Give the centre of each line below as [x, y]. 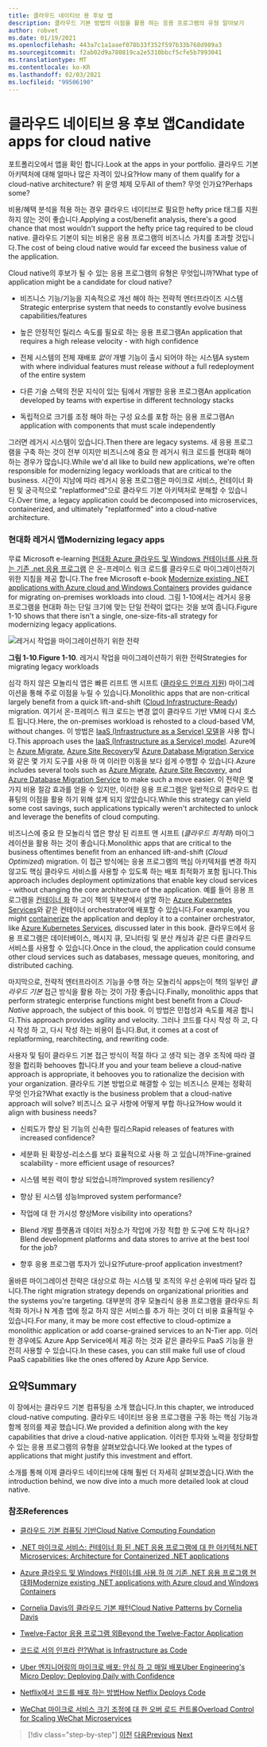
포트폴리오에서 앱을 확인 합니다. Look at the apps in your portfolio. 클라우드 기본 [133, 165]
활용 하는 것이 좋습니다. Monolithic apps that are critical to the [133, 843]
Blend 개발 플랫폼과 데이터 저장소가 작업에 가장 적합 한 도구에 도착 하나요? [135, 1230]
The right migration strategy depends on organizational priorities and [135, 1291]
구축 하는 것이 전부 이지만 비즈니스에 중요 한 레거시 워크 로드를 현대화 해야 [137, 452]
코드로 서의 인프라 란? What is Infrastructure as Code [104, 1650]
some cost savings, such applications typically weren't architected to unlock [133, 808]
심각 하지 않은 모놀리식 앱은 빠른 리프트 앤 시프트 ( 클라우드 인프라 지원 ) [118, 683]
